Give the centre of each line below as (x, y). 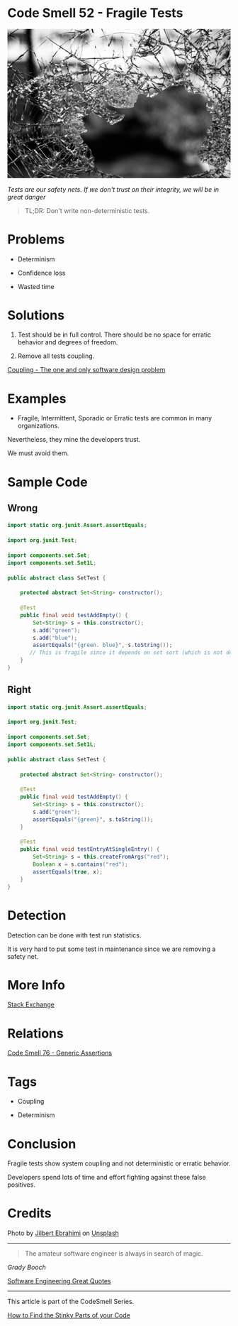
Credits (29, 1213)
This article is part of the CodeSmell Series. (71, 1302)
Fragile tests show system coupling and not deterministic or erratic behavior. (119, 1163)
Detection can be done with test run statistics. (74, 935)
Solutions (36, 315)
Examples (37, 398)
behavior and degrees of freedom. (68, 342)
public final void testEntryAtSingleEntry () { (90, 849)
